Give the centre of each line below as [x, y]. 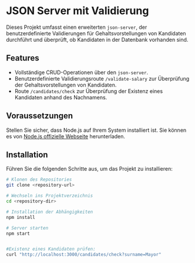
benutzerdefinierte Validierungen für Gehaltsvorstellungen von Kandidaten [96, 33]
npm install [21, 217]
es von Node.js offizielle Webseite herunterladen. [65, 136]
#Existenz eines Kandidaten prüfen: [51, 249]
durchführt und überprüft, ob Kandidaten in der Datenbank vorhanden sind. [97, 39]
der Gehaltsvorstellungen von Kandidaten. [65, 85]
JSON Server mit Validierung [78, 11]
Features [23, 58]
